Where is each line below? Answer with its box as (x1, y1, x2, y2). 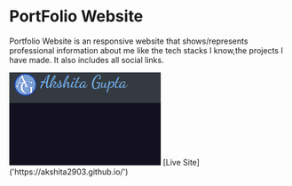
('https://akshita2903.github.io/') (9, 166, 129, 177)
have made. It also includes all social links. (9, 54, 164, 65)
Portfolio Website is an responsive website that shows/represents (9, 36, 249, 46)
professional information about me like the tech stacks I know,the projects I (9, 44, 284, 55)
